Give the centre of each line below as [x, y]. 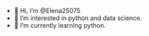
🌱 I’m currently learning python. [60, 25]
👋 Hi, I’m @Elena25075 [47, 11]
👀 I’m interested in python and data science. [78, 18]
